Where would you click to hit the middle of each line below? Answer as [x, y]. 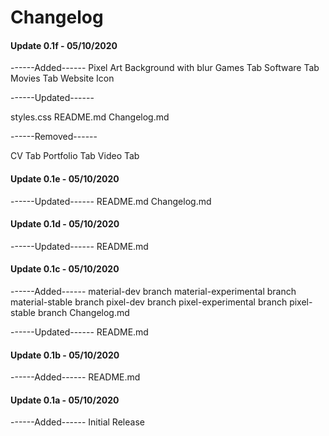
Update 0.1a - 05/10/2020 [65, 400]
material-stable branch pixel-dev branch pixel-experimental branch [149, 302]
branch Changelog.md [83, 312]
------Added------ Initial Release [77, 422]
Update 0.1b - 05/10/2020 [65, 355]
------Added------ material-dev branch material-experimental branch [153, 291]
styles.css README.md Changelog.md [90, 117]
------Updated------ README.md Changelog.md [111, 201]
